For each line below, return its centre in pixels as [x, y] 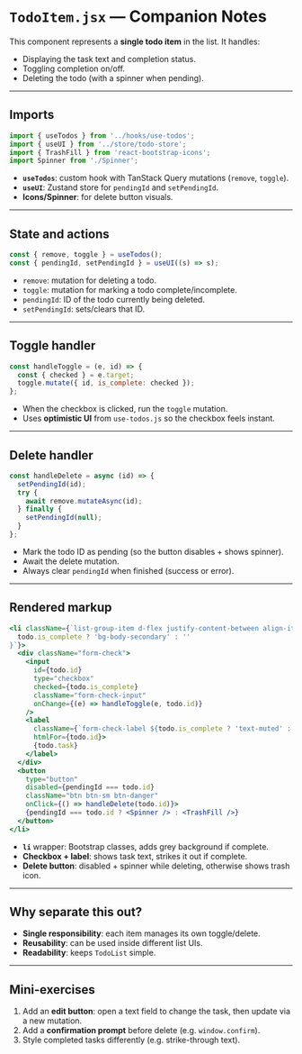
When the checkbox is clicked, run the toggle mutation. [125, 409]
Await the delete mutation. [71, 561]
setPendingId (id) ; [52, 484]
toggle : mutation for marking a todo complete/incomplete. [130, 289]
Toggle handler [53, 345]
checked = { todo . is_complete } [86, 686]
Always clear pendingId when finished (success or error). [128, 570]
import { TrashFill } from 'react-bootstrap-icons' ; [110, 152]
